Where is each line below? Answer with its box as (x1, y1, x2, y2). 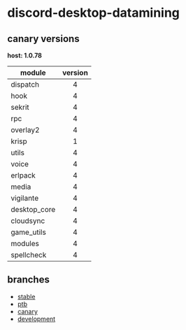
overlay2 (10, 125, 40, 134)
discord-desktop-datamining (7, 5, 180, 21)
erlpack (10, 171, 36, 180)
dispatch (10, 80, 40, 89)
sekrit (10, 103, 29, 112)
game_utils (10, 227, 47, 237)
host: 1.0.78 (7, 51, 42, 59)
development (17, 315, 56, 323)
